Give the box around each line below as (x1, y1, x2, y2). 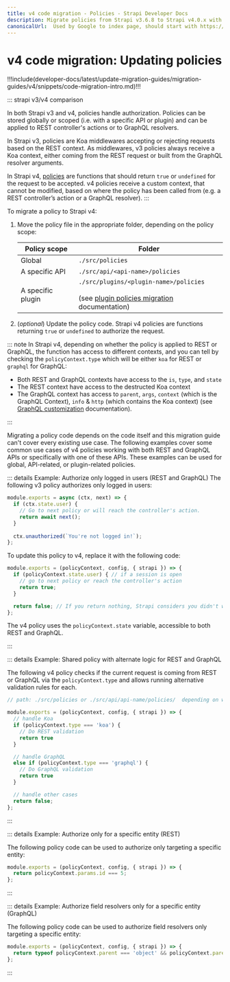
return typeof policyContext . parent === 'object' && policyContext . (13, 950, 213, 957)
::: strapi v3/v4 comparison (7, 95, 84, 104)
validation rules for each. (7, 683, 77, 692)
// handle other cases (13, 791, 78, 798)
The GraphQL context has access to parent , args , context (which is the (16, 390, 218, 398)
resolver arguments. (7, 159, 64, 167)
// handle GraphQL (13, 753, 66, 760)
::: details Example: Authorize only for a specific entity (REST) (7, 830, 181, 838)
